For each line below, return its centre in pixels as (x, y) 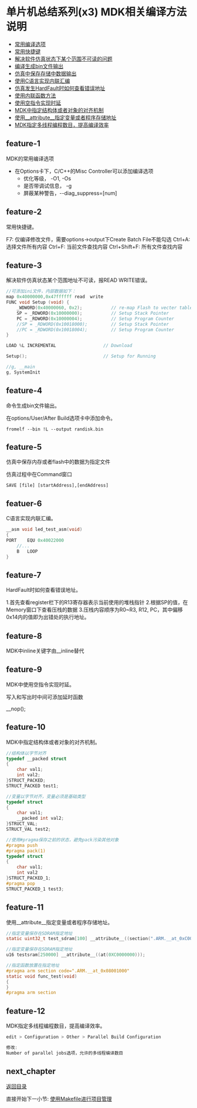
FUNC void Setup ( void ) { (38, 302)
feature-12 (26, 1011)
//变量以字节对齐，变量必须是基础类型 (46, 796)
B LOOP (27, 551)
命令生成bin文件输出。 (33, 405)
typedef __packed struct (36, 759)
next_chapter (31, 1071)
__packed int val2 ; (40, 819)
